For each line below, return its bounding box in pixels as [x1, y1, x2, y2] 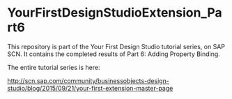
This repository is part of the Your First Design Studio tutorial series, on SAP [7, 42, 225, 51]
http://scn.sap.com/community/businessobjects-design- [7, 76, 169, 84]
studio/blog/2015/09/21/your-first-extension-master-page [7, 84, 173, 92]
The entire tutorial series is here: [7, 63, 100, 71]
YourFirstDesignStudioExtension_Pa [7, 5, 222, 21]
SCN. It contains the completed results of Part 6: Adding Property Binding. [7, 50, 221, 58]
